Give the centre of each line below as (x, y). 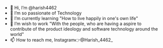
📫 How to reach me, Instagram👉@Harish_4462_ (61, 40)
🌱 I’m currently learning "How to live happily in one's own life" (74, 18)
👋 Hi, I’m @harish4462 (33, 8)
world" (17, 34)
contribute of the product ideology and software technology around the (84, 29)
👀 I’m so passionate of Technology (46, 13)
